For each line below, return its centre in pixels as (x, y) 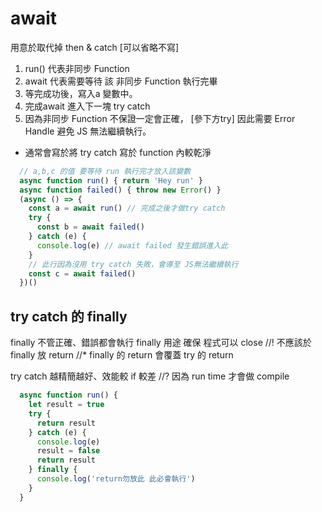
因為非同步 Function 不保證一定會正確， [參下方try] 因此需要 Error (160, 118)
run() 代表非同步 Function (77, 68)
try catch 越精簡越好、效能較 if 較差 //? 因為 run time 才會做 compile (150, 376)
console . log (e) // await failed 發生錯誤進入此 (132, 245)
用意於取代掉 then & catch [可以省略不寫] (94, 47)
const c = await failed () (82, 273)
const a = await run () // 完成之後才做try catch (127, 208)
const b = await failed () (90, 227)
